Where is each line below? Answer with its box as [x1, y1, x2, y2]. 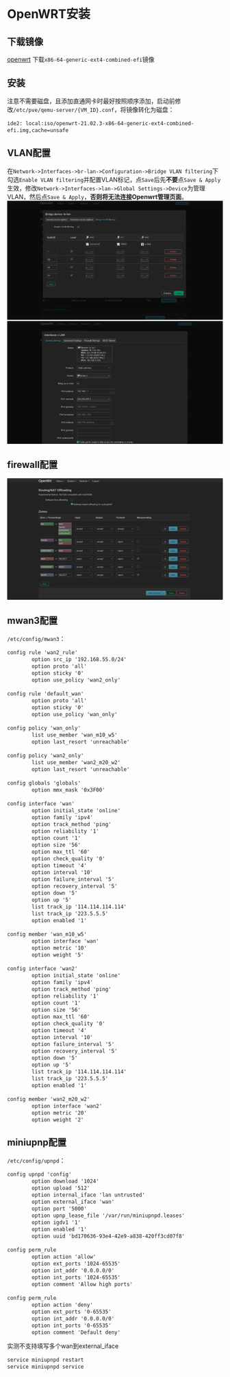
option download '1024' [31, 1178, 99, 1185]
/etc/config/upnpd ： [7, 1156, 66, 1165]
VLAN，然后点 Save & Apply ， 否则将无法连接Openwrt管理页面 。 [7, 192, 188, 201]
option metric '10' [31, 944, 88, 952]
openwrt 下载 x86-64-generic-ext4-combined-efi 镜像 [7, 56, 155, 63]
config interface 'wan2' [7, 965, 78, 972]
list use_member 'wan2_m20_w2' [31, 759, 121, 766]
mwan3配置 [7, 615, 58, 627]
